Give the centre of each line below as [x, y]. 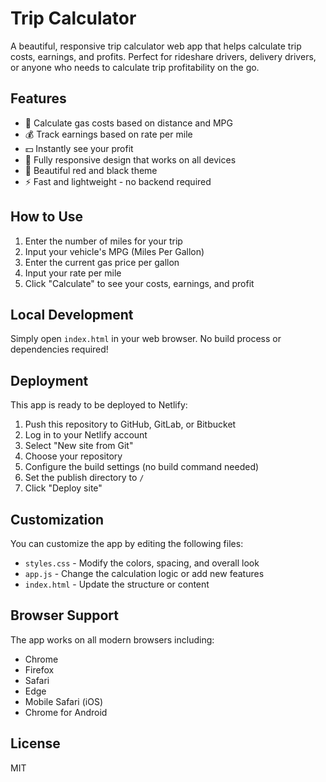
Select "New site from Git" [79, 446]
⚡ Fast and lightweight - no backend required [118, 181]
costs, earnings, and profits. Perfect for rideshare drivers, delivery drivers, [163, 56]
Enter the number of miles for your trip [103, 241]
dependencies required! [59, 349]
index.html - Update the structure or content [117, 584]
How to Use [47, 217]
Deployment [49, 380]
